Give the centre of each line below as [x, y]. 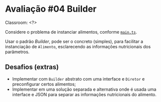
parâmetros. [17, 52]
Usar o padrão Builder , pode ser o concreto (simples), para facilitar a [74, 41]
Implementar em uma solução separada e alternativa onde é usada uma [84, 89]
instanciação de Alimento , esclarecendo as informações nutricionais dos [78, 46]
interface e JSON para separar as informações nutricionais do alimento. [84, 94]
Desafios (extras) [32, 67]
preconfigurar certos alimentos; [44, 84]
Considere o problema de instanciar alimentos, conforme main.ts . [71, 32]
